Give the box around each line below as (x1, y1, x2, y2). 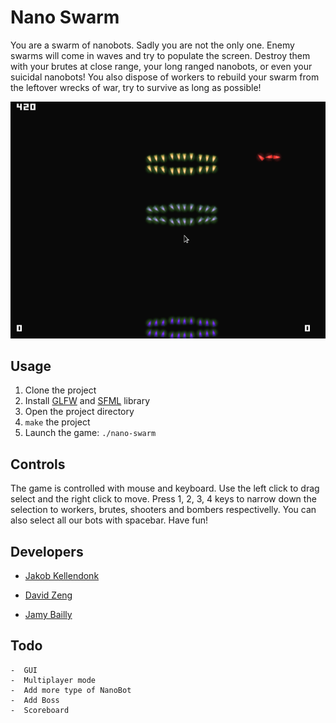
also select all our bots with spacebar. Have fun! (10, 514, 209, 526)
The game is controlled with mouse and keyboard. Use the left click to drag (10, 482, 320, 495)
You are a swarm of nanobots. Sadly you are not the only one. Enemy (10, 39, 295, 51)
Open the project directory (24, 406, 135, 418)
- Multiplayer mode (10, 675, 97, 685)
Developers (10, 543, 84, 560)
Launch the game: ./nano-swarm (24, 427, 157, 439)
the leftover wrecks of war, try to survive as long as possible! (10, 81, 262, 93)
